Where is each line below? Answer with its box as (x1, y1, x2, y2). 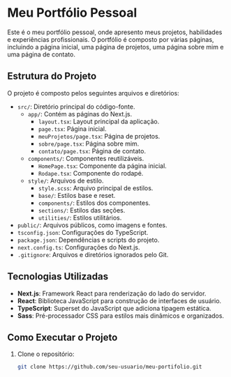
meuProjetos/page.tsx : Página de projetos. (38, 132, 161, 140)
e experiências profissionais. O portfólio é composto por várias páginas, (7, 35, 214, 43)
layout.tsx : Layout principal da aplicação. (38, 117, 160, 125)
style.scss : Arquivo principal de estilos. (38, 183, 154, 192)
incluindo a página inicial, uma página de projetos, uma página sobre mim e (7, 43, 224, 51)
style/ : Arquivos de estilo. (27, 176, 104, 185)
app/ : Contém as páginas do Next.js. (27, 109, 133, 118)
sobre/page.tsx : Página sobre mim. (38, 139, 140, 148)
